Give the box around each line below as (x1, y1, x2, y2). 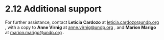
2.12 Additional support (5, 3, 102, 14)
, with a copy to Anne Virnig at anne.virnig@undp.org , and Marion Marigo (5, 24, 156, 30)
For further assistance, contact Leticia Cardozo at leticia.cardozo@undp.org (5, 19, 159, 25)
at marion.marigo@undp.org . (5, 29, 65, 35)
